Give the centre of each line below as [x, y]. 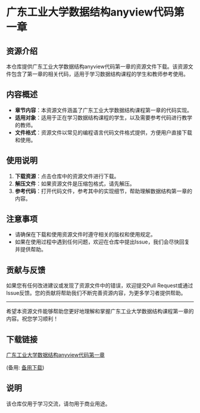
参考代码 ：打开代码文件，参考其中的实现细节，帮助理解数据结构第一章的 [103, 191]
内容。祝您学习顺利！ [32, 319]
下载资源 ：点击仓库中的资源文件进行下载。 [67, 176]
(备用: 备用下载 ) [25, 368]
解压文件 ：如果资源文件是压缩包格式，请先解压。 [75, 183]
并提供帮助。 [30, 249]
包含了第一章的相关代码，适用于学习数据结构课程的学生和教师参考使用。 [100, 74]
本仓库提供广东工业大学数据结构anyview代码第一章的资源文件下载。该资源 [97, 67]
